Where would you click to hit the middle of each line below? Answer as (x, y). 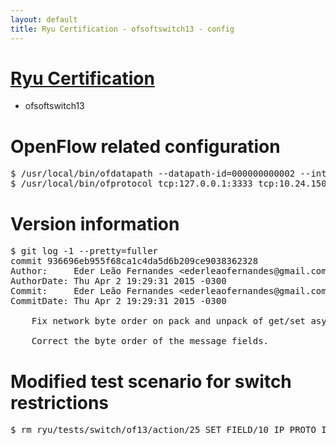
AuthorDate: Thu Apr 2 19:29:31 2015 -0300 (118, 281)
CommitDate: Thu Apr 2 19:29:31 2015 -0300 (118, 301)
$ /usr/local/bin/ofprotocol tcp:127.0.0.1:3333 (131, 184)
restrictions (60, 402)
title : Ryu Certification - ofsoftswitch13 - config (122, 29)
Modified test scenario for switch (151, 381)
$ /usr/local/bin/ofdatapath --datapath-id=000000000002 (153, 174)
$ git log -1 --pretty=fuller (84, 251)
